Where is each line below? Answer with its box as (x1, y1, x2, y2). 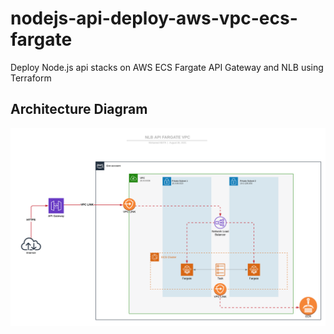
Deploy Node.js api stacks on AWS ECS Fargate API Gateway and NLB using (10, 61, 324, 73)
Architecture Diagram (10, 101, 148, 118)
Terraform (10, 72, 52, 84)
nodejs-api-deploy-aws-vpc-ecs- (10, 7, 298, 30)
